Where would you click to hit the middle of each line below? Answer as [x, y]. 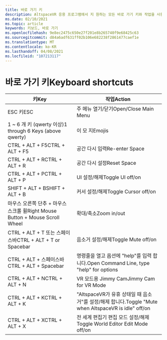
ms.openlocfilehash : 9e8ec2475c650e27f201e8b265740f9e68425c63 [72, 33]
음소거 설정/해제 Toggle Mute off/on [117, 239]
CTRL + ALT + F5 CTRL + [37, 145]
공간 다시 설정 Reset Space [107, 163]
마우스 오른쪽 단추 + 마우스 [37, 204]
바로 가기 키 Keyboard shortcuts [69, 82]
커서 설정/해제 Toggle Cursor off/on [116, 192]
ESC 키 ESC [21, 112]
